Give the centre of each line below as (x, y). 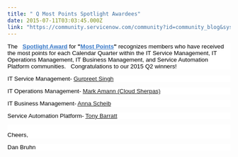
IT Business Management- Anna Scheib (59, 104)
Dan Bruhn (22, 147)
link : (15, 27)
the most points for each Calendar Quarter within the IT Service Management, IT (112, 53)
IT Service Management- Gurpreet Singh (61, 79)
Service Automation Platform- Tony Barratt (62, 116)
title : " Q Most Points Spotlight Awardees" (74, 14)
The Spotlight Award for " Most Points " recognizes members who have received (116, 47)
